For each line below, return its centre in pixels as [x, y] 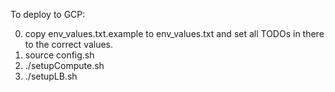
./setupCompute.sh [64, 65]
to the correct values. [69, 44]
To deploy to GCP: [48, 14]
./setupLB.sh [51, 76]
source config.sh [59, 55]
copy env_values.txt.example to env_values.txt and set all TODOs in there [174, 33]
